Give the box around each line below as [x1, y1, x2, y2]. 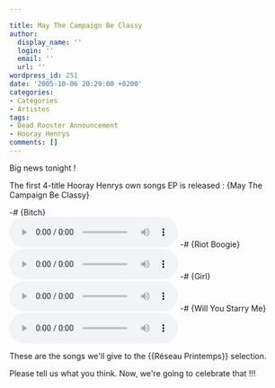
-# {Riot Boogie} [179, 239, 241, 250]
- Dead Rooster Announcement [9, 121, 119, 130]
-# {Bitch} [9, 207, 47, 217]
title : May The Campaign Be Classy [9, 21, 143, 30]
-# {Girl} [179, 270, 211, 281]
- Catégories [9, 96, 58, 105]
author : [9, 29, 39, 39]
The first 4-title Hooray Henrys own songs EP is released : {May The [9, 180, 263, 190]
